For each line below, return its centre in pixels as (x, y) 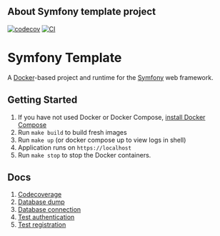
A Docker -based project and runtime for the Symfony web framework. (110, 77)
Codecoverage (40, 195)
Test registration (42, 225)
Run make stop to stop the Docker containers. (84, 155)
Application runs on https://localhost (75, 147)
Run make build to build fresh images (72, 132)
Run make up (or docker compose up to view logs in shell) (102, 140)
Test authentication (46, 217)
